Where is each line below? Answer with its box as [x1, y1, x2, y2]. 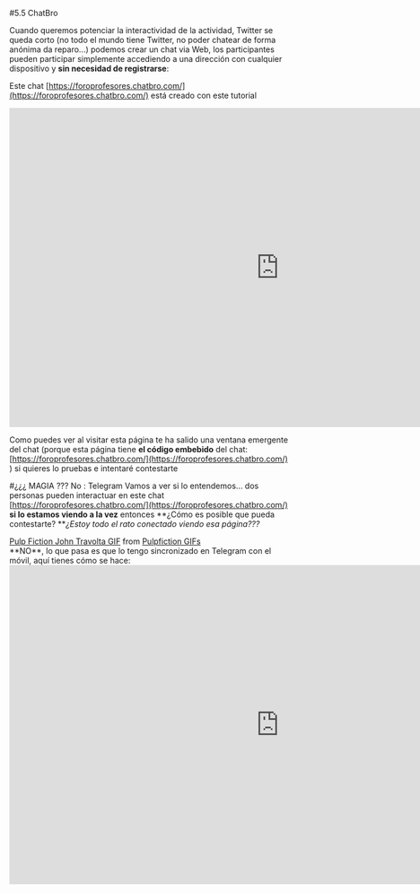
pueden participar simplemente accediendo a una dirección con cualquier [9, 54, 283, 64]
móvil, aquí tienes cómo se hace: [9, 556, 131, 565]
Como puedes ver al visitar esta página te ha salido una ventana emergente [9, 434, 289, 445]
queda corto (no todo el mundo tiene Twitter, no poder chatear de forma [9, 35, 276, 45]
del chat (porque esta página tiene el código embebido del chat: [9, 444, 249, 454]
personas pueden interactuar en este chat [9, 490, 164, 501]
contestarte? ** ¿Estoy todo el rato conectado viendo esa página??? [9, 519, 260, 529]
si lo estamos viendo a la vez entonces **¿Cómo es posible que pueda [9, 509, 276, 520]
